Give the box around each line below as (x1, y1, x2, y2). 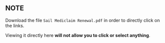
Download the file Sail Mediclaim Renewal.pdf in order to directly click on (5, 17, 160, 23)
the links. (5, 22, 24, 28)
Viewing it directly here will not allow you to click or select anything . (5, 32, 151, 38)
